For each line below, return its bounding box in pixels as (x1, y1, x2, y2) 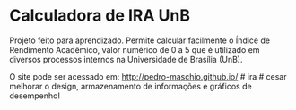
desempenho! (9, 90, 61, 101)
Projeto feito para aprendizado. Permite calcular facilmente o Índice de (9, 35, 271, 46)
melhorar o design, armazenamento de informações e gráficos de (9, 80, 253, 91)
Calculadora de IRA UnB (9, 5, 191, 26)
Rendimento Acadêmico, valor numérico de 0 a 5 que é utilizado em (9, 44, 260, 55)
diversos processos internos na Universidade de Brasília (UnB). (9, 54, 244, 64)
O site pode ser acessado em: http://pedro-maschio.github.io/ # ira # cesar (9, 71, 287, 81)
